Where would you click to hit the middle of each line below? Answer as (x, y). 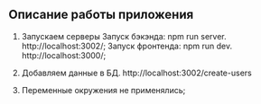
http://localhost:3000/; (64, 55)
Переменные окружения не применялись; (103, 90)
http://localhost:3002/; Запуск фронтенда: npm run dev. (126, 46)
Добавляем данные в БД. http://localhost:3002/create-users (136, 73)
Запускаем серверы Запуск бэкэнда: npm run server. (124, 36)
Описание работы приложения (101, 15)
